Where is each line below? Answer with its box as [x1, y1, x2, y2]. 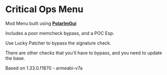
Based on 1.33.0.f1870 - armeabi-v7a [5, 65, 83, 71]
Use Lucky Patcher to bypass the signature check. [5, 40, 111, 46]
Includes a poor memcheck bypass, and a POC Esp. [5, 30, 115, 36]
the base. [5, 55, 26, 61]
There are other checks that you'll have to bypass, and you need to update [5, 50, 162, 56]
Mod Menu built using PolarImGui [5, 20, 77, 26]
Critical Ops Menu [5, 4, 84, 15]
